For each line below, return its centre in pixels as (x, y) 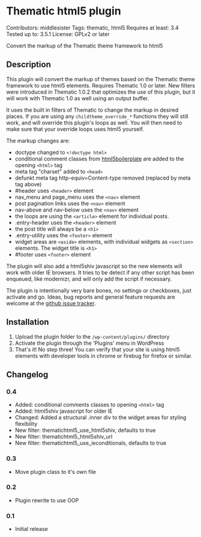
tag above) (28, 184)
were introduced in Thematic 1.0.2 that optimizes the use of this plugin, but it (101, 92)
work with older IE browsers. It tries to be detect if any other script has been (100, 272)
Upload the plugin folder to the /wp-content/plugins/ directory (92, 336)
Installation (28, 322)
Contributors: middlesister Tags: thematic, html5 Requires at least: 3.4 (92, 28)
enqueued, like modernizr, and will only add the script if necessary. (89, 279)
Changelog (27, 375)
